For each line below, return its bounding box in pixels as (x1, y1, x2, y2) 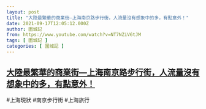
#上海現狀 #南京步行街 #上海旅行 (6, 96, 90, 103)
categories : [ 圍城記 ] (6, 43, 64, 50)
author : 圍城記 (6, 26, 42, 32)
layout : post (6, 9, 40, 15)
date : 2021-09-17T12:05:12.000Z (6, 20, 89, 26)
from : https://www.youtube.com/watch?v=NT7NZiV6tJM (6, 32, 141, 38)
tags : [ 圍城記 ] (6, 37, 48, 43)
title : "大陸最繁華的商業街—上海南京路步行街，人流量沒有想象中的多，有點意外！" (6, 15, 189, 21)
